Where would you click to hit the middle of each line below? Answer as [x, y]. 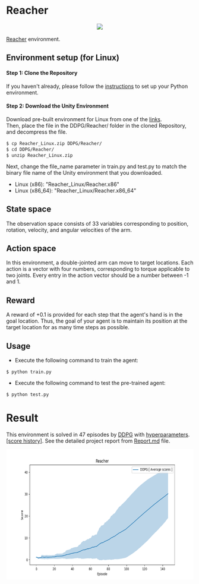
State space [29, 209]
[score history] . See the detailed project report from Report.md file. [88, 441]
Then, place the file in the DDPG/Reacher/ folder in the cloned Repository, [97, 125]
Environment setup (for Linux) [63, 58]
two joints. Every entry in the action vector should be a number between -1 [97, 275]
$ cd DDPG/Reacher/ [30, 149]
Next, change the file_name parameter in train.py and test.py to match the [97, 166]
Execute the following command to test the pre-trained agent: [90, 383]
